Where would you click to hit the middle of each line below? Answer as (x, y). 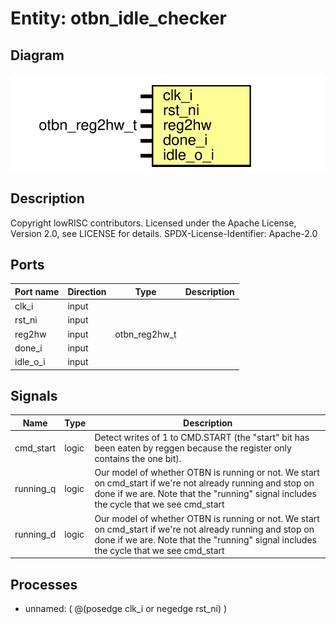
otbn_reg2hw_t (145, 334)
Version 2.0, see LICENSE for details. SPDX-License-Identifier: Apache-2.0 (164, 233)
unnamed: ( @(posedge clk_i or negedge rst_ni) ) (126, 608)
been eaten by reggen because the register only (193, 448)
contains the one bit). (138, 459)
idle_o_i (30, 362)
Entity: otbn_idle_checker (118, 18)
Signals (34, 395)
